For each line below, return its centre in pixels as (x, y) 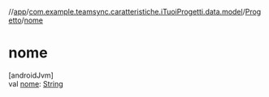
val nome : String (36, 83)
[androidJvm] (31, 75)
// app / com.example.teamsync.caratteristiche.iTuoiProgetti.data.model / (127, 12)
